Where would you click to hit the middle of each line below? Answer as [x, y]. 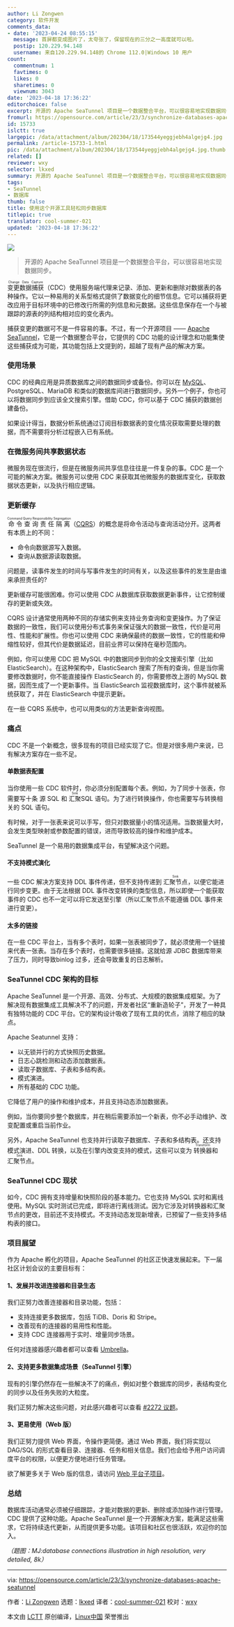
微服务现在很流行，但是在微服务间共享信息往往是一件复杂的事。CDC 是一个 [116, 468]
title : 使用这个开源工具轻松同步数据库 [57, 209]
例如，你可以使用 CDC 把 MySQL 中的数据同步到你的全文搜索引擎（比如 [110, 659]
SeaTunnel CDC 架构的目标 [53, 980]
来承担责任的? [27, 580]
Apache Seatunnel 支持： [44, 1037]
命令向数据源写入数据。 [51, 548]
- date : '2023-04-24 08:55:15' [53, 33]
